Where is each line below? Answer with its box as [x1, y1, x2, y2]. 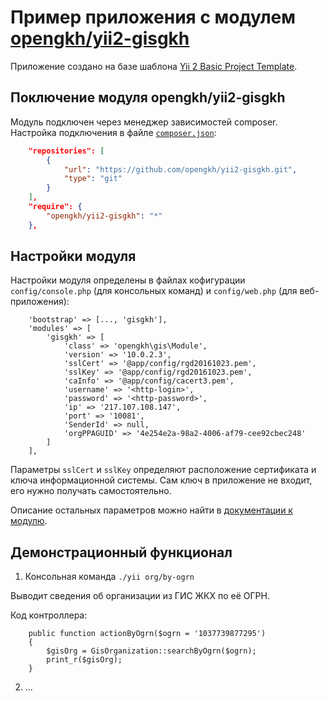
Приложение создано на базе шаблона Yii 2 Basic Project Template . [10, 60, 298, 72]
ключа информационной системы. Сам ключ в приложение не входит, [10, 474, 313, 486]
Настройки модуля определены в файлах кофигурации [10, 274, 246, 286]
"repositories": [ [28, 146, 105, 156]
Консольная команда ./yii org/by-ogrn [24, 571, 195, 583]
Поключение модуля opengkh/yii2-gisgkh [10, 89, 286, 106]
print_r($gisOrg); [46, 655, 123, 665]
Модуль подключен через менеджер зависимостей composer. [10, 116, 278, 128]
